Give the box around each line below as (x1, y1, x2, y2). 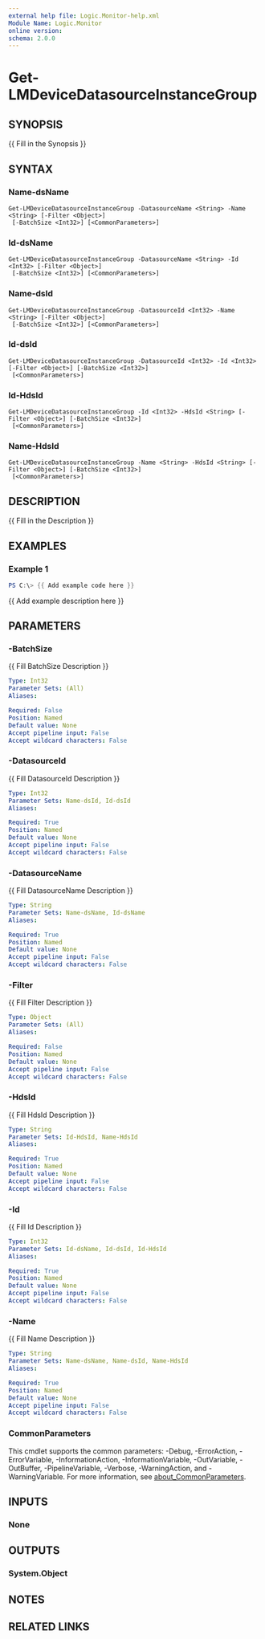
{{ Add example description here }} (8, 596, 124, 605)
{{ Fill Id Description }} (8, 1221, 83, 1231)
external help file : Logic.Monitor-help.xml (8, 11, 160, 20)
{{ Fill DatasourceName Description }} (8, 886, 134, 895)
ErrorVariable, (8, 1454, 55, 1464)
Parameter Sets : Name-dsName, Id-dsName (8, 908, 146, 916)
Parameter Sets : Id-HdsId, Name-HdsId (8, 1133, 138, 1141)
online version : (8, 27, 63, 35)
